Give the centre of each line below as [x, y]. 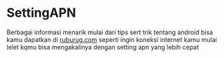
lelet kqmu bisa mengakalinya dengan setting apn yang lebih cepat [103, 47]
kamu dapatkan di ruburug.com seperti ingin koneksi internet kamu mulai [112, 39]
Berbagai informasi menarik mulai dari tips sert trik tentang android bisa [110, 32]
